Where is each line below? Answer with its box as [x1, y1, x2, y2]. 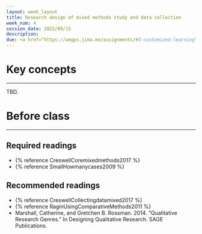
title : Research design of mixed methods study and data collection [6, 14, 182, 20]
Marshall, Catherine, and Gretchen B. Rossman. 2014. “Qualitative [14, 209, 177, 217]
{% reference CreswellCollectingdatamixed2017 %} [14, 196, 142, 203]
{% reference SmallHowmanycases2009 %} [14, 163, 125, 170]
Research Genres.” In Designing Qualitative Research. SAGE [14, 215, 164, 223]
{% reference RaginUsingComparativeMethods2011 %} [14, 203, 151, 210]
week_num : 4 [6, 20, 36, 26]
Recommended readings [6, 180, 100, 191]
